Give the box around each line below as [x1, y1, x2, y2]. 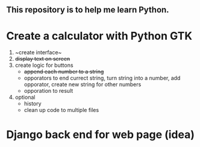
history [23, 100, 42, 107]
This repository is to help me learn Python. [6, 5, 170, 15]
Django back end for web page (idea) [6, 128, 195, 141]
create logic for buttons [14, 61, 73, 69]
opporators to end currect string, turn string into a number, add [23, 75, 181, 82]
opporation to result [23, 87, 73, 95]
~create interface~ [14, 49, 62, 56]
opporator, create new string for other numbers [23, 81, 142, 88]
